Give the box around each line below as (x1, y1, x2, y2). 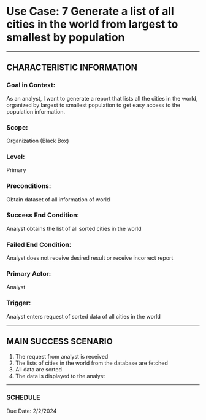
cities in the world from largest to (6, 17, 178, 31)
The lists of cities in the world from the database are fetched (15, 359, 169, 367)
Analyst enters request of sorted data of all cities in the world (6, 313, 161, 320)
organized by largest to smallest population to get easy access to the (6, 101, 181, 109)
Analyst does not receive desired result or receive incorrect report (6, 254, 174, 262)
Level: (6, 152, 25, 161)
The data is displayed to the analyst (15, 372, 105, 379)
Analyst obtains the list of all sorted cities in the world (6, 225, 142, 232)
